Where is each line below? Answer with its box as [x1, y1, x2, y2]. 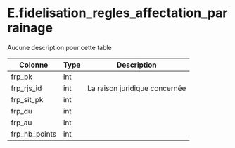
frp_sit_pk [11, 94, 44, 104]
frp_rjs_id [11, 83, 42, 93]
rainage [7, 20, 53, 36]
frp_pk [11, 72, 33, 82]
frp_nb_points [11, 129, 57, 139]
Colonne [18, 60, 49, 70]
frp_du [11, 106, 33, 116]
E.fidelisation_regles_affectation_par [7, 5, 228, 21]
